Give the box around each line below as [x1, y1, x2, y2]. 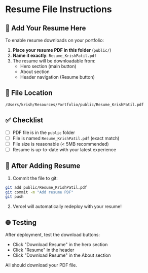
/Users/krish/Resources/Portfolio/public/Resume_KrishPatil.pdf [5, 102, 144, 107]
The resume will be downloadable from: [12, 58, 96, 64]
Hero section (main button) [20, 63, 77, 69]
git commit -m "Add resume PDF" [5, 189, 73, 195]
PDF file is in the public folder [12, 129, 75, 135]
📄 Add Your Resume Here [5, 24, 86, 32]
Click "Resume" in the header [12, 247, 75, 253]
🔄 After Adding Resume [5, 161, 81, 170]
